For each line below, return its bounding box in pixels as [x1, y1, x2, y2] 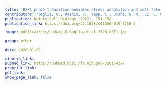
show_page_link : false [5, 75, 52, 80]
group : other [5, 39, 32, 44]
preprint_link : [5, 65, 37, 70]
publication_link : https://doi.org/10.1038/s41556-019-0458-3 [5, 21, 136, 26]
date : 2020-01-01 [5, 48, 41, 53]
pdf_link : [5, 70, 26, 75]
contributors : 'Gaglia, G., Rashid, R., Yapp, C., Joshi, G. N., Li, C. [5, 12, 158, 17]
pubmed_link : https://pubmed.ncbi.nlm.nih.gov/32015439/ [5, 61, 125, 66]
